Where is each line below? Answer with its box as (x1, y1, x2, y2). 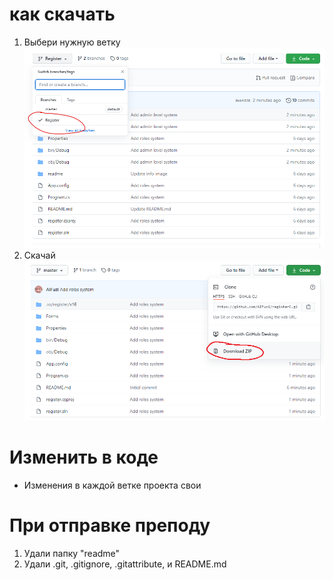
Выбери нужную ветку (23, 36, 121, 48)
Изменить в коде (9, 446, 159, 469)
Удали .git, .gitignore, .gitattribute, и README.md (23, 558, 227, 570)
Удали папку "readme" (23, 547, 121, 559)
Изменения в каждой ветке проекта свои (23, 479, 202, 491)
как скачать (9, 3, 116, 26)
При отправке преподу (9, 514, 211, 537)
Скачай (23, 249, 56, 262)
